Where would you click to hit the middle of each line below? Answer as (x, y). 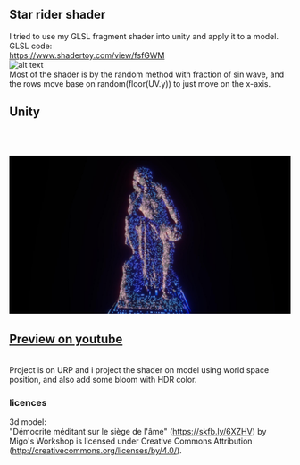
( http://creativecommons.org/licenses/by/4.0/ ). (96, 451)
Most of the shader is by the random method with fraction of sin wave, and (147, 74)
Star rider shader (58, 15)
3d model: (28, 422)
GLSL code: (31, 46)
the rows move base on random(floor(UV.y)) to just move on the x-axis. (140, 83)
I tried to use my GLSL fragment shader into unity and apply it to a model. (144, 36)
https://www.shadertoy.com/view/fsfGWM (87, 55)
